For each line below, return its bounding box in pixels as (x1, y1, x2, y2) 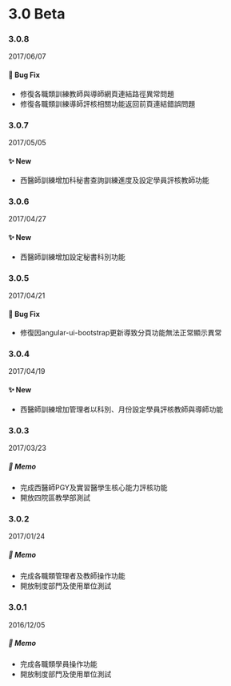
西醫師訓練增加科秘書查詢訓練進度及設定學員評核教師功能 (19, 176, 209, 185)
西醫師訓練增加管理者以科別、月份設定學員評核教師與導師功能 (19, 404, 224, 414)
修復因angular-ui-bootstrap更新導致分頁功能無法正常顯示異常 (19, 328, 222, 338)
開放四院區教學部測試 (19, 493, 90, 502)
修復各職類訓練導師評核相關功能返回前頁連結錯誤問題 (19, 99, 196, 108)
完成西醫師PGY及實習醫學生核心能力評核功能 (19, 482, 168, 492)
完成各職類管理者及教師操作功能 (19, 571, 125, 581)
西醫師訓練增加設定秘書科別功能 (19, 252, 125, 262)
